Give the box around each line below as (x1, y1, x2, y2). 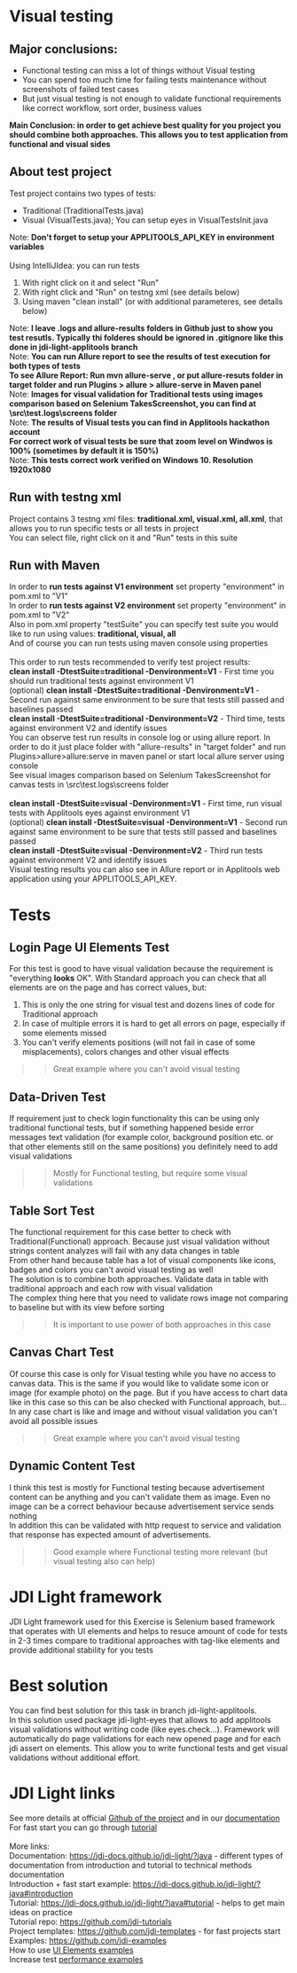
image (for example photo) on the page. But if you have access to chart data (9, 1387, 288, 1398)
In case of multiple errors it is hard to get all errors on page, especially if (21, 1018, 285, 1029)
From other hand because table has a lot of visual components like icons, (9, 1255, 277, 1266)
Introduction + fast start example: (9, 1878, 131, 1889)
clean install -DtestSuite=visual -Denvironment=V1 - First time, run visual (9, 798, 282, 809)
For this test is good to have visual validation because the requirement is (9, 963, 274, 974)
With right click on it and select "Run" (21, 277, 160, 287)
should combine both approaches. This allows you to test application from (9, 130, 288, 139)
